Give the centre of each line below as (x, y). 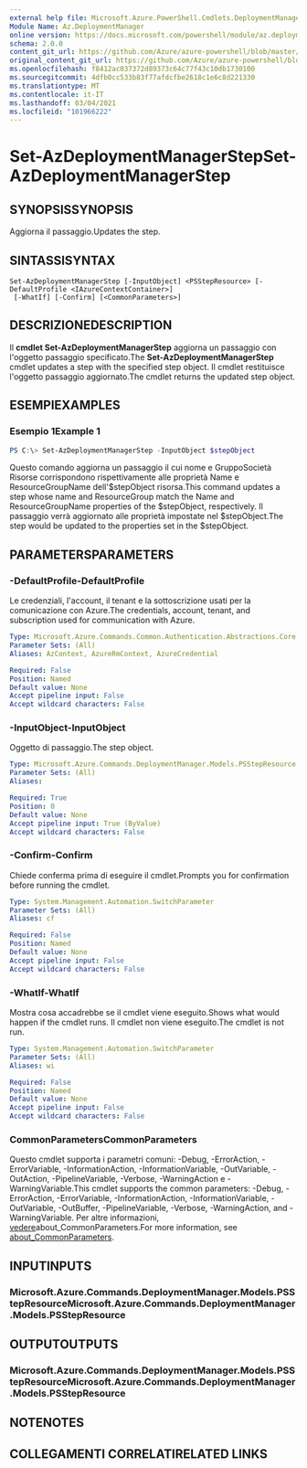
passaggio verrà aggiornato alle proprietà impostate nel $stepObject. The (147, 516)
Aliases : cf (32, 919)
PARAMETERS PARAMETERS (92, 554)
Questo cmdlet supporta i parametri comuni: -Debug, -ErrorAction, (135, 1160)
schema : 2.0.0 (37, 43)
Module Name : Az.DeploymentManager (77, 27)
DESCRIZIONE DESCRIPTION (91, 325)
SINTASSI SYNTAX (63, 260)
